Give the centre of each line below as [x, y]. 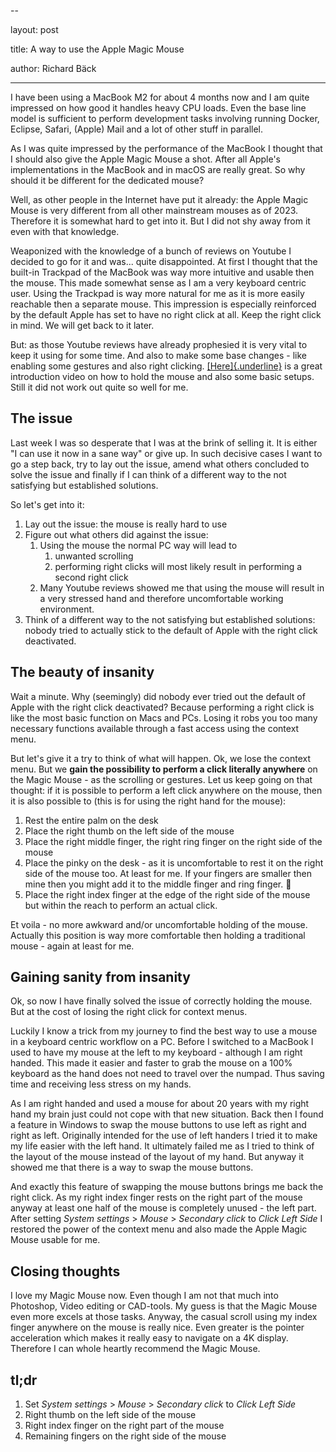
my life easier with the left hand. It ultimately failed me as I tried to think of [162, 1146]
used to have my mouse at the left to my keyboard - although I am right [156, 1052]
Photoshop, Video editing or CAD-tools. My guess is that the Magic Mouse [164, 1306]
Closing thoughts [65, 1271]
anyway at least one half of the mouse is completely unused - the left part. [163, 1208]
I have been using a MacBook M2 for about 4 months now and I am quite [160, 97]
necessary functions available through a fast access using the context [155, 728]
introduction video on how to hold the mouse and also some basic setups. [162, 376]
